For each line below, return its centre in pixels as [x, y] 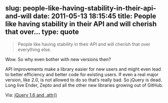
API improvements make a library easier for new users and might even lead [83, 69]
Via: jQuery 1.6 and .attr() [31, 95]
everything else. [34, 49]
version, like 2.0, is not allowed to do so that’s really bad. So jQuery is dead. [84, 80]
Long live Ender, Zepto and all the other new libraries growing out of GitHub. [84, 85]
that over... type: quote [42, 32]
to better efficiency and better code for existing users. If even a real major [82, 74]
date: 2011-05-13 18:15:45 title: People [95, 16]
